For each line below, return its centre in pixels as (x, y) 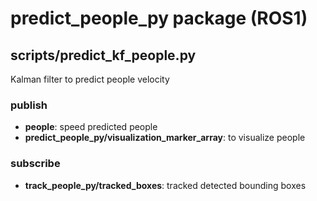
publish (29, 105)
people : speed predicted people (91, 127)
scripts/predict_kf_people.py (103, 55)
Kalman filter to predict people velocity (90, 79)
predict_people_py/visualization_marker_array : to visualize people (165, 138)
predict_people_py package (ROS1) (159, 18)
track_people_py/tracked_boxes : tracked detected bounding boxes (165, 185)
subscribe (35, 164)
